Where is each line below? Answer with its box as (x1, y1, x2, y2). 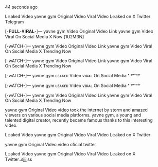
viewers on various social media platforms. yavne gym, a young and (5, 112, 141, 118)
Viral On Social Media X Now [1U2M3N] (5, 34, 84, 39)
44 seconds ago (5, 4, 38, 10)
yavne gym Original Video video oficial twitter (5, 142, 96, 147)
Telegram (5, 19, 24, 25)
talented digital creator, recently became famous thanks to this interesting (5, 117, 153, 123)
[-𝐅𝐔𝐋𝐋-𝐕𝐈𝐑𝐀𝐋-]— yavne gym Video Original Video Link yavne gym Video (5, 29, 154, 34)
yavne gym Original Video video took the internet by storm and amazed (5, 107, 148, 113)
